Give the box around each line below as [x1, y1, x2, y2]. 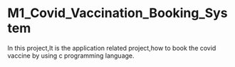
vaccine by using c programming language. [7, 51, 135, 60]
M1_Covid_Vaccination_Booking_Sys [7, 5, 228, 21]
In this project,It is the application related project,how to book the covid [7, 43, 216, 52]
